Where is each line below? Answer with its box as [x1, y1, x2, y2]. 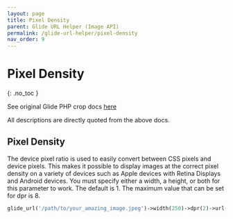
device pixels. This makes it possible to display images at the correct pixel [7, 161, 219, 170]
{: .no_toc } [7, 89, 39, 97]
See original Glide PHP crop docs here [7, 102, 116, 111]
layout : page [7, 10, 45, 17]
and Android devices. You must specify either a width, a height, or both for [7, 177, 221, 185]
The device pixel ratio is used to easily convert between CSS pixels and [7, 154, 212, 163]
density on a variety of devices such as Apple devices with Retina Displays [7, 169, 221, 177]
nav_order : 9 [7, 36, 45, 43]
